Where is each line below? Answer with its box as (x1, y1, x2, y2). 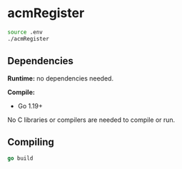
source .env (7, 29, 43, 36)
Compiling (7, 135, 55, 148)
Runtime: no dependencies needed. (7, 73, 114, 83)
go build (7, 155, 34, 162)
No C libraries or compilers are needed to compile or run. (7, 116, 176, 124)
